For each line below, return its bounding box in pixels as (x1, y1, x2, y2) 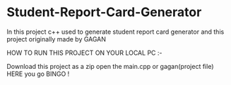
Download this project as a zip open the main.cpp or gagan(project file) (6, 62, 214, 70)
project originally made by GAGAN (6, 34, 107, 43)
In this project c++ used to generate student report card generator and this (6, 27, 225, 36)
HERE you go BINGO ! (6, 70, 70, 78)
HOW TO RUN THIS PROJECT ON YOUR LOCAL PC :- (6, 48, 162, 57)
